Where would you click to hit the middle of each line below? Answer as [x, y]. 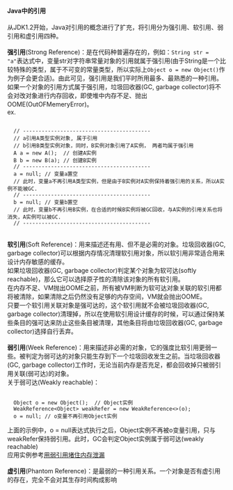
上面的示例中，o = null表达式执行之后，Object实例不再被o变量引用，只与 [111, 430]
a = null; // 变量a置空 [46, 174]
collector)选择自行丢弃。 [42, 331]
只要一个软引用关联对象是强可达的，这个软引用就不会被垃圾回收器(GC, [108, 306]
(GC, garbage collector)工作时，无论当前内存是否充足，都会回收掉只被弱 [111, 365]
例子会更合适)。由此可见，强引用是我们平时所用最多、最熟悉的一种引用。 [118, 78]
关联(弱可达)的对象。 [43, 374]
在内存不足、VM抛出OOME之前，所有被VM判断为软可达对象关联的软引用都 [115, 288]
